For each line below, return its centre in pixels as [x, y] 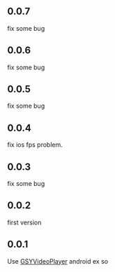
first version [24, 222]
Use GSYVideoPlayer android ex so [58, 261]
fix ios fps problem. [35, 145]
